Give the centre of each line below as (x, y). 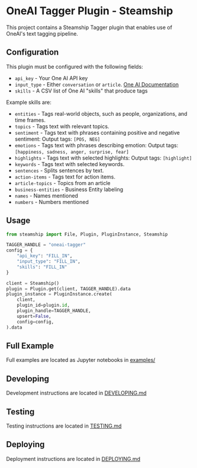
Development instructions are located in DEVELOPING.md (76, 393)
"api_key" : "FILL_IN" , (45, 256)
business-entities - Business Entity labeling (69, 189)
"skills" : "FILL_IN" (42, 267)
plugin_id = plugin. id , (43, 305)
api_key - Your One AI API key (51, 78)
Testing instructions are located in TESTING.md (64, 426)
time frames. (30, 120)
